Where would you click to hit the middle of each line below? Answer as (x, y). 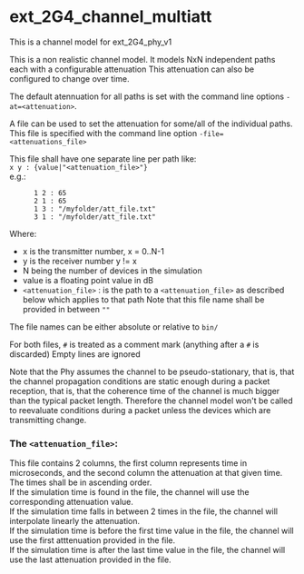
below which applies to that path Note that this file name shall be (143, 299)
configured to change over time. (69, 78)
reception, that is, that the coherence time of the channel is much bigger (145, 391)
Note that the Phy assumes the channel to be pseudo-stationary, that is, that (152, 371)
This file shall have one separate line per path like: (103, 158)
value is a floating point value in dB (88, 280)
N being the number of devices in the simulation (112, 271)
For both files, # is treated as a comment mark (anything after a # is (134, 344)
